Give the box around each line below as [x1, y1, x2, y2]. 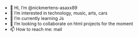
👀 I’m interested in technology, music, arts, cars [9, 10, 108, 16]
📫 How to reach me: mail [9, 26, 62, 32]
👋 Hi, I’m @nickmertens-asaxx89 [9, 5, 78, 10]
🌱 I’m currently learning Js [9, 15, 64, 21]
